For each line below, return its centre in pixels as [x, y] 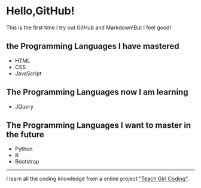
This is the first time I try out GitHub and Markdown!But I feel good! [89, 27]
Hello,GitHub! [40, 11]
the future [25, 135]
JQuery [24, 106]
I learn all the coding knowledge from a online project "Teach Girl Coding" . [98, 179]
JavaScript [28, 73]
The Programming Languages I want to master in [99, 125]
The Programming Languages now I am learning [97, 92]
